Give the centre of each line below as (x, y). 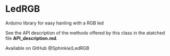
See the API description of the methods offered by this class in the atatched (85, 33)
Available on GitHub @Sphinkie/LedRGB (47, 48)
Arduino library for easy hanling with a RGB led (55, 23)
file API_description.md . (31, 38)
